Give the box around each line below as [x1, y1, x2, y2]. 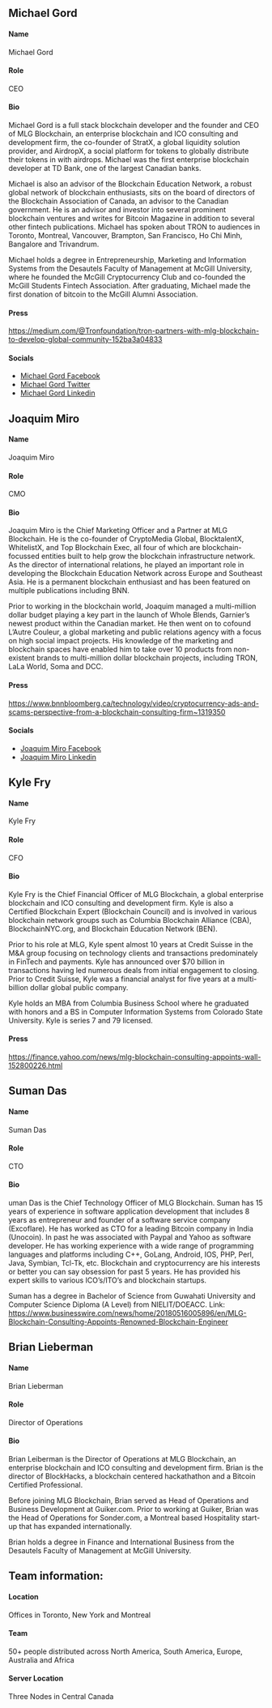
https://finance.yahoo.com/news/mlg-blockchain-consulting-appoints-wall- [8, 1053, 261, 1062]
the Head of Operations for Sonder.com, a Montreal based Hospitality [8, 1513, 240, 1522]
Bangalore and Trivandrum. [8, 239, 100, 249]
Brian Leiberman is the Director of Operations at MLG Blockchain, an [8, 1454, 236, 1464]
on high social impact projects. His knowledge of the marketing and [8, 636, 234, 646]
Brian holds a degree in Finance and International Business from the [8, 1537, 235, 1547]
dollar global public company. [29, 982, 129, 992]
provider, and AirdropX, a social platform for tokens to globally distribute [8, 146, 249, 156]
